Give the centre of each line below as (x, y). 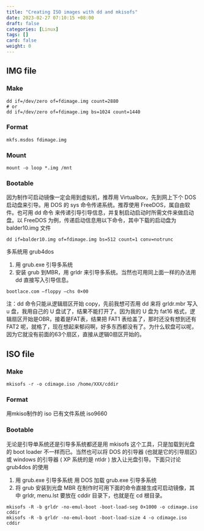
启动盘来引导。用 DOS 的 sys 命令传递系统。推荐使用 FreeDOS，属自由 (96, 205)
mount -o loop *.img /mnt (39, 168)
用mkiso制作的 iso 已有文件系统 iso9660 (57, 413)
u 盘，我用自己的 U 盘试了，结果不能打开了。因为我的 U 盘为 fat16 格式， (98, 311)
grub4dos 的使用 (27, 467)
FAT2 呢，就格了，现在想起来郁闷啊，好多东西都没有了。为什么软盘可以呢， (102, 327)
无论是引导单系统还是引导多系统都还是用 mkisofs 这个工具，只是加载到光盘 (101, 444)
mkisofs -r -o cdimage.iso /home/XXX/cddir (63, 384)
